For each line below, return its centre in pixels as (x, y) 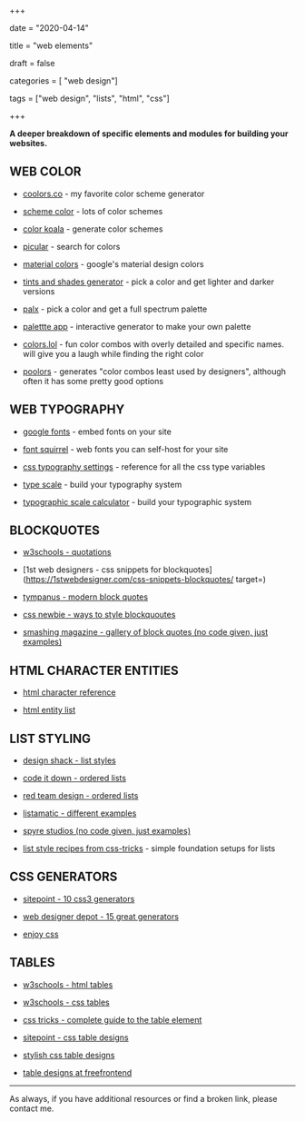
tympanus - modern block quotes (85, 597)
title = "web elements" (51, 45)
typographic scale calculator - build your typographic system (137, 501)
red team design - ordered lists (80, 796)
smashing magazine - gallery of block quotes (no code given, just (145, 632)
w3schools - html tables (68, 984)
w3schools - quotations (67, 552)
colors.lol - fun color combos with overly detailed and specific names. (153, 344)
